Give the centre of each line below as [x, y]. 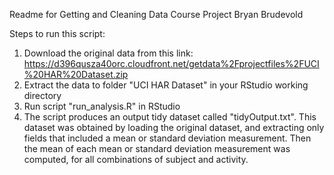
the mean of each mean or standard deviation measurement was [157, 148]
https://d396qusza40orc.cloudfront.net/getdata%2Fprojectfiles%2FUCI [171, 63]
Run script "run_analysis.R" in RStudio [102, 106]
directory [42, 95]
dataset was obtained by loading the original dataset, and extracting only [174, 127]
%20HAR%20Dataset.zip [76, 74]
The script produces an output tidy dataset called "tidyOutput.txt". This [170, 117]
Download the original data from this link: [108, 53]
